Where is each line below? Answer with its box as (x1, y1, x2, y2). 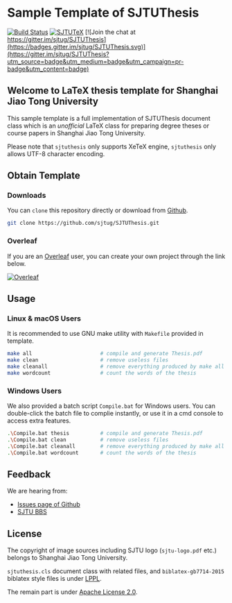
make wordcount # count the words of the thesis (7, 369, 197, 376)
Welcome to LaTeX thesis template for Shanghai (7, 85, 218, 96)
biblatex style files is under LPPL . (7, 575, 102, 583)
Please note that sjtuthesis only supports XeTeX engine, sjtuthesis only (7, 142, 217, 151)
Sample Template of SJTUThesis (7, 5, 199, 21)
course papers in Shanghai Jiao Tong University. (7, 128, 146, 137)
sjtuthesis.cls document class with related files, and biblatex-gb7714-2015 (7, 567, 225, 575)
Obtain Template (7, 170, 81, 182)
